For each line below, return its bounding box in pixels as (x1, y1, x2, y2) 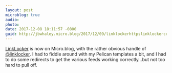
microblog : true (5, 12, 40, 17)
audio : (5, 17, 19, 22)
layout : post (5, 7, 33, 13)
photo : (5, 22, 19, 27)
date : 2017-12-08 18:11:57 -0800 (5, 27, 77, 32)
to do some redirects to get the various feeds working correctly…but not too (5, 57, 165, 62)
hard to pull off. (5, 62, 37, 68)
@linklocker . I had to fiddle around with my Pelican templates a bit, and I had (5, 51, 166, 57)
